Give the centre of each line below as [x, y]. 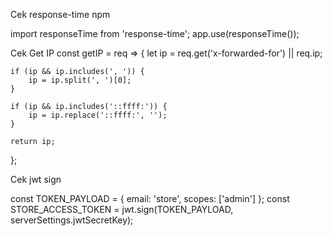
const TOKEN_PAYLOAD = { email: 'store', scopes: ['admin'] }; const [150, 198]
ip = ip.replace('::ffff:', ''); [98, 115]
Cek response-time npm [60, 14]
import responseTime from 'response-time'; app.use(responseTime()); [155, 33]
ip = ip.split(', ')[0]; [80, 80]
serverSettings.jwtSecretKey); [72, 220]
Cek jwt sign [36, 179]
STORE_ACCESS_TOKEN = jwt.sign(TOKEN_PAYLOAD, [122, 209]
